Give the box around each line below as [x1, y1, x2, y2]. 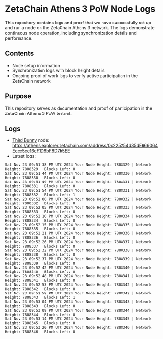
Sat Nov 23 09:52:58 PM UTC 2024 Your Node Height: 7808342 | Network [5, 291, 152, 296]
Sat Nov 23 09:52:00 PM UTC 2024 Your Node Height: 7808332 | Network [5, 197, 152, 202]
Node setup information [12, 62, 60, 68]
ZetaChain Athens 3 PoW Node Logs [5, 3, 156, 15]
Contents [5, 49, 34, 58]
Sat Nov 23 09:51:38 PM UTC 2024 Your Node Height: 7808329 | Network [5, 162, 152, 167]
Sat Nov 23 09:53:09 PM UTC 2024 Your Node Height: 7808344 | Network [5, 308, 152, 313]
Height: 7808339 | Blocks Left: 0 [5, 261, 76, 266]
